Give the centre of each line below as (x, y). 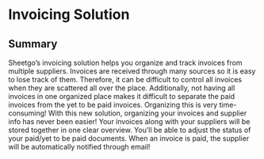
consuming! (27, 113)
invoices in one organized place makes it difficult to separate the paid (122, 96)
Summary (33, 44)
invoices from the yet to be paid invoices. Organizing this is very (113, 105)
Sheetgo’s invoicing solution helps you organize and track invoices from (125, 62)
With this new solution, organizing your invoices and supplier (147, 113)
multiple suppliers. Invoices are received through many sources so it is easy (132, 71)
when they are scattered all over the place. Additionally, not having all (122, 88)
